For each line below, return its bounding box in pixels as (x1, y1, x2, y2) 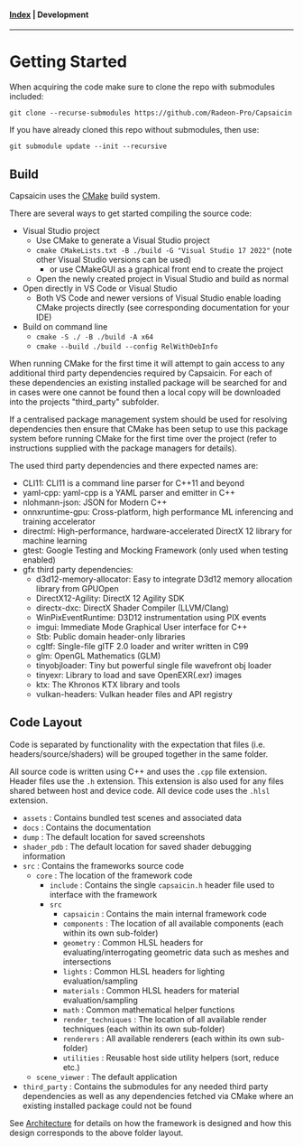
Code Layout (9, 715, 83, 731)
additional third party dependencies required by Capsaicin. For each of (9, 368, 272, 378)
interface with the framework (49, 889, 158, 900)
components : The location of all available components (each (62, 918, 284, 928)
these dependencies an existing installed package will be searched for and (9, 377, 287, 387)
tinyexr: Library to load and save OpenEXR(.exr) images (35, 669, 242, 680)
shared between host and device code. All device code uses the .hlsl (9, 785, 271, 796)
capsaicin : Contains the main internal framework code (62, 908, 268, 919)
